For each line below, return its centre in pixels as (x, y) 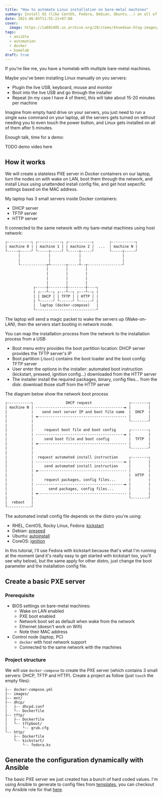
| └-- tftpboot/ (24, 724)
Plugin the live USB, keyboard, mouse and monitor (62, 88)
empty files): (18, 681)
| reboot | (19, 502)
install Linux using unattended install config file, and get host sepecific (75, 184)
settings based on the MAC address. (41, 189)
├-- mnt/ (14, 698)
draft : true (17, 55)
